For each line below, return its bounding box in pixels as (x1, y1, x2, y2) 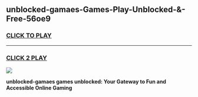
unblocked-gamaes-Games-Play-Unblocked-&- (6, 5, 186, 15)
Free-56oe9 (6, 14, 51, 24)
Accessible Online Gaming (6, 84, 72, 91)
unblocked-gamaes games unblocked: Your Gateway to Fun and (6, 78, 167, 85)
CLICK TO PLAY (6, 32, 52, 40)
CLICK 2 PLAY (6, 53, 47, 62)
